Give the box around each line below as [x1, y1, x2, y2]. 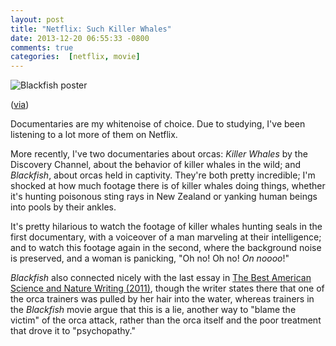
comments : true [10, 42, 74, 53]
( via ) [10, 99, 30, 111]
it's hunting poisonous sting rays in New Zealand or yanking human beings [10, 191, 318, 203]
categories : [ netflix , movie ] [10, 52, 141, 62]
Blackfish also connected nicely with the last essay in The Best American [10, 272, 312, 284]
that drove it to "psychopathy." [10, 325, 136, 337]
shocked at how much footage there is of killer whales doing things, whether [10, 180, 326, 192]
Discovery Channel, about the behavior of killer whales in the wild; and [10, 159, 302, 171]
